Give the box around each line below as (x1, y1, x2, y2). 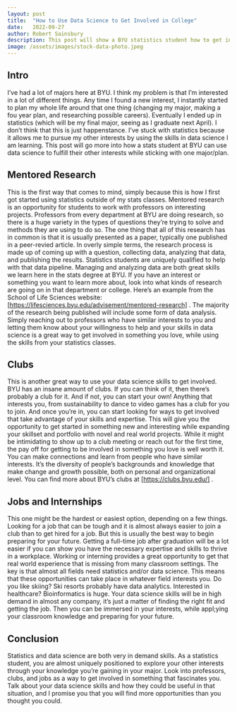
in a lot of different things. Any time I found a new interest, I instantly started (7, 96, 228, 104)
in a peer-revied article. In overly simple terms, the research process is (7, 240, 213, 248)
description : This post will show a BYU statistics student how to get (7, 37, 222, 44)
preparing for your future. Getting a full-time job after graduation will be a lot (7, 537, 229, 546)
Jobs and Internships (7, 495, 102, 507)
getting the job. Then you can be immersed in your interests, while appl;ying (7, 604, 229, 613)
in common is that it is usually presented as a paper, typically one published (7, 233, 228, 241)
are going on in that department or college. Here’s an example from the (7, 285, 214, 294)
